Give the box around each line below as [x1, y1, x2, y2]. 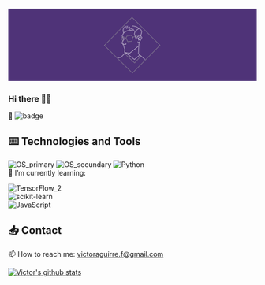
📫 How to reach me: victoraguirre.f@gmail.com [8, 249, 164, 258]
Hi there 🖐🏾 [8, 93, 52, 104]
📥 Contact [8, 224, 62, 237]
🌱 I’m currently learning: [8, 168, 87, 177]
